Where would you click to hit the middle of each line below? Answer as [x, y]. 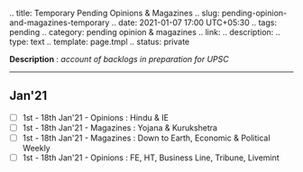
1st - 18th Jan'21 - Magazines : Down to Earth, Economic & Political [146, 138]
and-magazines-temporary [60, 23]
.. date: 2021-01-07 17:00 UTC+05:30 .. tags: [194, 23]
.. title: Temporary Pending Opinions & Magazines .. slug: [115, 13]
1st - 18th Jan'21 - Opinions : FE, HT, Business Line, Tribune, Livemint [151, 158]
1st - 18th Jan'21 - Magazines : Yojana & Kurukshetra [120, 127]
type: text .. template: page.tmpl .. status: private [100, 41]
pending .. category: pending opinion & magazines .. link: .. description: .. [145, 32]
